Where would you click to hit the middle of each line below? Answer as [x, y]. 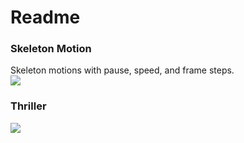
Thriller [28, 106]
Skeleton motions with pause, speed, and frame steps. [122, 70]
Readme [45, 17]
